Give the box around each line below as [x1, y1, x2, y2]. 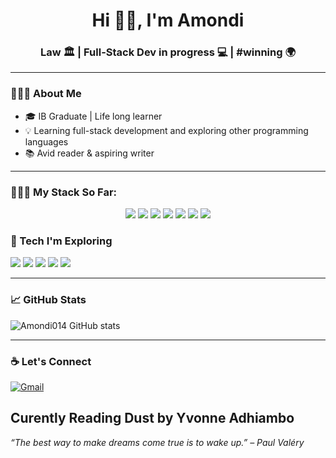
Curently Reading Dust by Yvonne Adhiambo [10, 410, 295, 427]
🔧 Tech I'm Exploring [10, 234, 113, 248]
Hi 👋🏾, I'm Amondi [91, 9, 245, 32]
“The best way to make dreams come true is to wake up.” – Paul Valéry [10, 436, 305, 448]
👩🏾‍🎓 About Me [10, 87, 82, 101]
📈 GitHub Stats [10, 293, 87, 307]
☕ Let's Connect [10, 354, 92, 368]
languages [24, 135, 69, 148]
